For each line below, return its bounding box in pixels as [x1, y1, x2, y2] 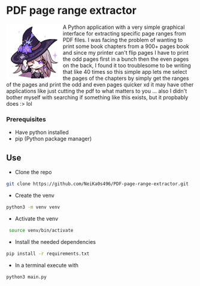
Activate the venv [14, 214, 59, 222]
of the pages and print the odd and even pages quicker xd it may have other [6, 81, 194, 88]
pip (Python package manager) [14, 135, 92, 142]
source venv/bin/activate [8, 227, 74, 233]
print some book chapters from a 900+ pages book [62, 43, 190, 50]
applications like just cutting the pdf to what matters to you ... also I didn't [6, 87, 187, 94]
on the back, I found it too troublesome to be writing [62, 61, 192, 69]
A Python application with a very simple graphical [62, 23, 185, 31]
